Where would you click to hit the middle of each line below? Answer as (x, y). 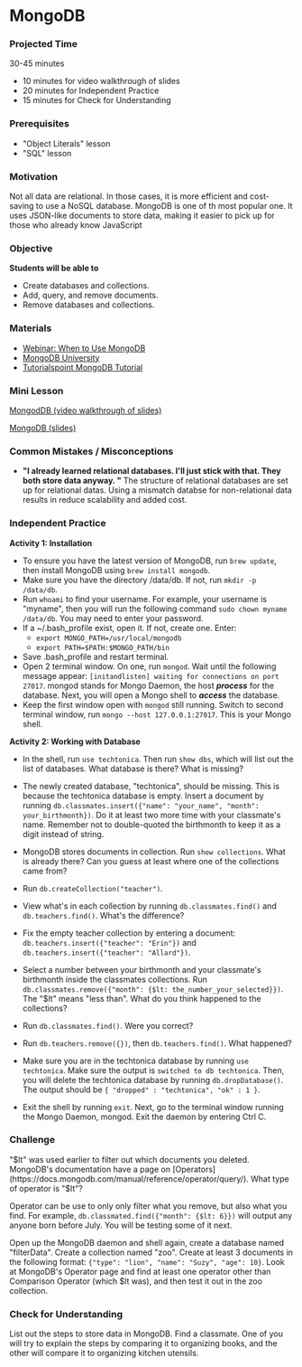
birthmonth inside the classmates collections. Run (114, 979)
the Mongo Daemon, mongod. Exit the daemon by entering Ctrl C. (144, 1117)
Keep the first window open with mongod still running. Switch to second (153, 704)
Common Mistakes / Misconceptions (92, 451)
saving (22, 206)
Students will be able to (54, 269)
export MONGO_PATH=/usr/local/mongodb (109, 638)
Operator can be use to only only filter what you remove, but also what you (148, 1206)
